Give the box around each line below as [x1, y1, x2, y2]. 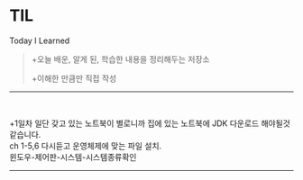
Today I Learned [9, 35, 70, 46]
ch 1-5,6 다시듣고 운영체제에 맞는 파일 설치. [9, 140, 162, 151]
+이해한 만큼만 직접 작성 [31, 73, 117, 84]
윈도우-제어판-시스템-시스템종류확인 [9, 151, 137, 162]
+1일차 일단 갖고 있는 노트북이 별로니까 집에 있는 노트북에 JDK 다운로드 [9, 118, 260, 129]
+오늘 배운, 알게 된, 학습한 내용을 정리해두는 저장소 [31, 53, 210, 64]
